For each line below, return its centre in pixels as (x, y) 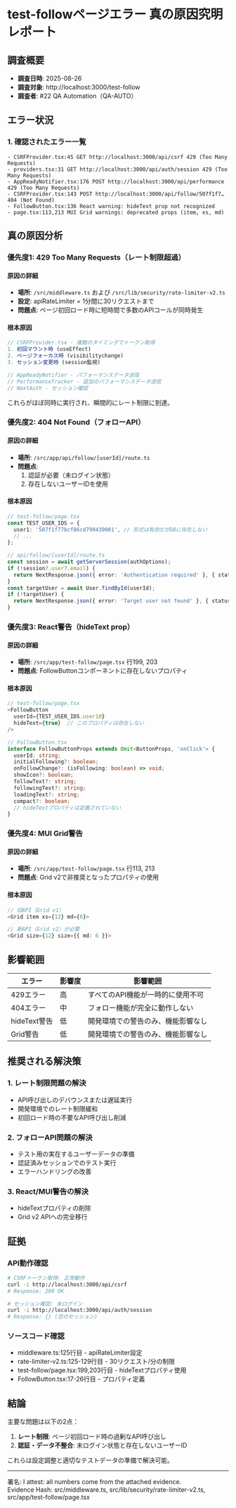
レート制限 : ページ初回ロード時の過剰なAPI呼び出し (92, 1437)
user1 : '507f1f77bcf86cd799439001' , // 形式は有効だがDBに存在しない (111, 529)
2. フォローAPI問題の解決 (50, 1138)
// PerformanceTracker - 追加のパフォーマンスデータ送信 (84, 381)
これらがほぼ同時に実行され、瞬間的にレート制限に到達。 (91, 402)
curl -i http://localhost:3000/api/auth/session (80, 1310)
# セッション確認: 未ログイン (45, 1304)
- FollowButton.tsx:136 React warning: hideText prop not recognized (111, 206)
